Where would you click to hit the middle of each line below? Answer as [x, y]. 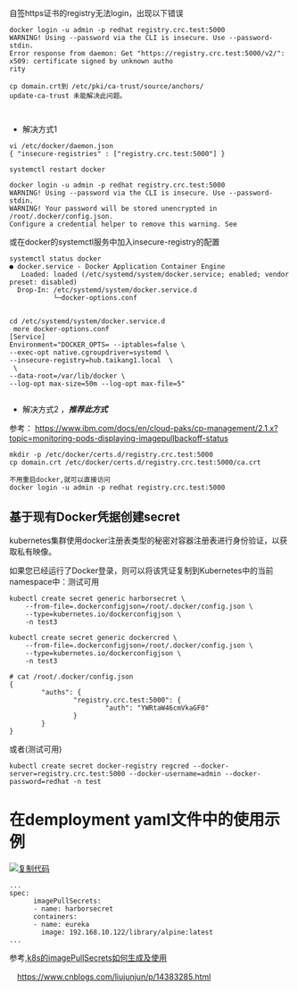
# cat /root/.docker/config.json [71, 677]
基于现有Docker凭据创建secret [95, 517]
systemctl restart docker [57, 170]
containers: [55, 916]
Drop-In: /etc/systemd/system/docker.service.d [108, 290]
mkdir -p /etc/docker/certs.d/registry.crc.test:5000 [112, 454]
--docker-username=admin [175, 774]
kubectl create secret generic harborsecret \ [97, 598]
